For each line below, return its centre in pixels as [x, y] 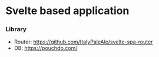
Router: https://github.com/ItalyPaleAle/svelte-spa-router [83, 42]
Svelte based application [67, 11]
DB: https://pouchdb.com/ [46, 48]
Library [16, 29]
